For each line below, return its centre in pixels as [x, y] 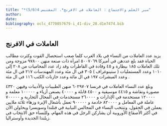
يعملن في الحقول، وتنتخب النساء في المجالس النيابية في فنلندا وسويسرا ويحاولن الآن [84, 108]
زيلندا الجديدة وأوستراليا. [28, 118]
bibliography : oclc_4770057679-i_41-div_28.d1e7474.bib [65, 24]
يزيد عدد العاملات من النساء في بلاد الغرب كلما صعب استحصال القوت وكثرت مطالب [83, 56]
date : [11, 19]
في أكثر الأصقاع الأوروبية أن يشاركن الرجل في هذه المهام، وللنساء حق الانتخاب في [82, 113]
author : [14, 14]
